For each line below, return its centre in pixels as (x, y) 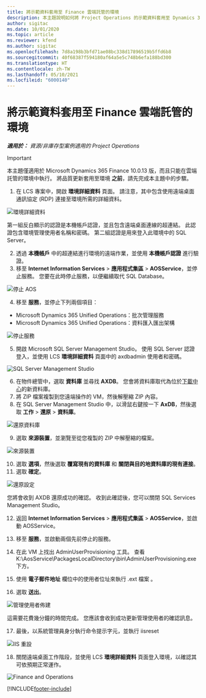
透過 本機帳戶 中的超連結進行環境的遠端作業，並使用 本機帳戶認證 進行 (105, 253)
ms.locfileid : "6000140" (39, 80)
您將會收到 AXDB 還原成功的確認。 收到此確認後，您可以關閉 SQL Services (101, 498)
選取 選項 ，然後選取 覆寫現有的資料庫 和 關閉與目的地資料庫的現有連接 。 (107, 464)
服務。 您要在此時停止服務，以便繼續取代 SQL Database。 (94, 277)
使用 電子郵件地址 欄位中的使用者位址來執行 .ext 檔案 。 (86, 579)
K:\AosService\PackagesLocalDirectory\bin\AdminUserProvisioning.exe (106, 559)
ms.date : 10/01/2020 (33, 29)
